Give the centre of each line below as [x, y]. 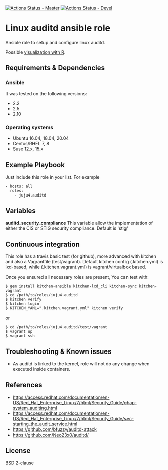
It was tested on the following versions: [46, 93]
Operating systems [29, 127]
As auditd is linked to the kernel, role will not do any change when [81, 364]
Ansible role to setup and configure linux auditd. [55, 42]
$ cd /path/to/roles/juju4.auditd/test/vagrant [56, 327]
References [24, 385]
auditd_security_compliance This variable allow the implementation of [79, 223]
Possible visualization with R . [35, 52]
